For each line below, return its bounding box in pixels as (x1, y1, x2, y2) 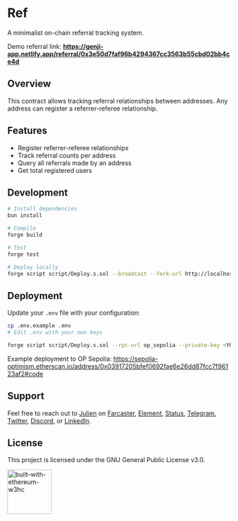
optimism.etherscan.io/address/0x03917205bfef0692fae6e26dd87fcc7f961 (7, 362, 229, 370)
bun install (7, 212, 42, 219)
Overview (7, 78, 52, 90)
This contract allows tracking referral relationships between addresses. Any (7, 96, 228, 105)
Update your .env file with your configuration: (7, 308, 140, 317)
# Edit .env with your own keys (7, 329, 103, 336)
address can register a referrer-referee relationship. (7, 104, 158, 113)
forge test (7, 250, 40, 258)
